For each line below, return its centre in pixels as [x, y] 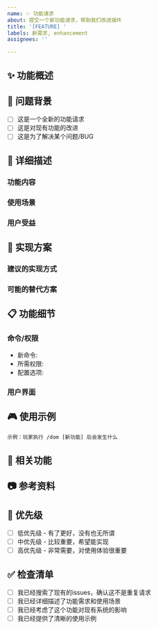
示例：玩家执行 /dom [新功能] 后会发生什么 [62, 437]
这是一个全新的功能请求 [51, 119]
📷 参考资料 [31, 486]
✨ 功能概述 [30, 75]
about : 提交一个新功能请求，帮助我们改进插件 [65, 20]
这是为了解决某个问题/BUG [55, 137]
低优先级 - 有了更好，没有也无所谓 [66, 532]
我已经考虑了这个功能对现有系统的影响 [72, 610]
